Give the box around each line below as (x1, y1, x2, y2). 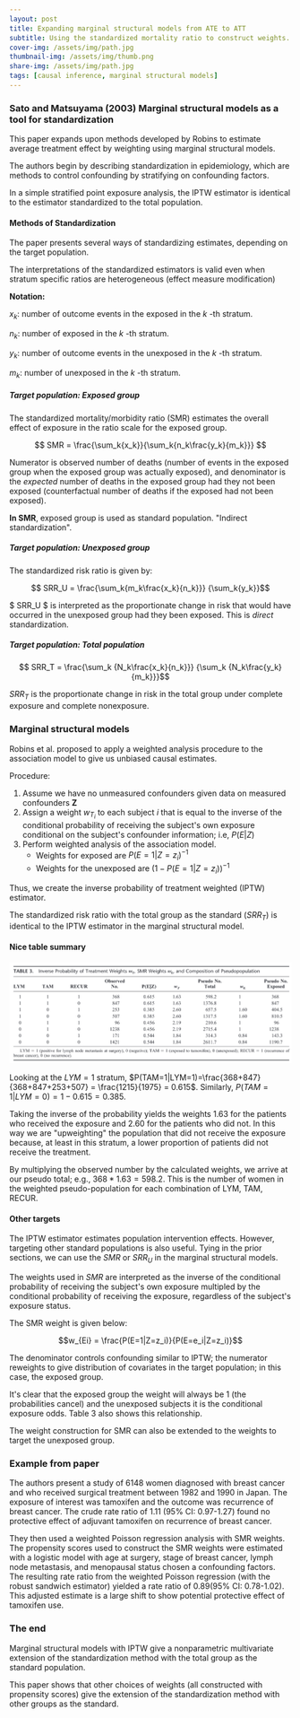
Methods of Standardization (9, 217, 116, 228)
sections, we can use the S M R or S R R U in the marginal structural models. (9, 1252, 279, 1265)
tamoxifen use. (9, 1600, 64, 1610)
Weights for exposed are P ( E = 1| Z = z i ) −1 (35, 848, 189, 863)
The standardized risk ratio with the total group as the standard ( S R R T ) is (9, 909, 278, 922)
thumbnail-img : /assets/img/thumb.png (9, 52, 154, 62)
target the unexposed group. (9, 1435, 115, 1445)
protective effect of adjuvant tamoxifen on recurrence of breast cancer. (9, 1516, 272, 1527)
